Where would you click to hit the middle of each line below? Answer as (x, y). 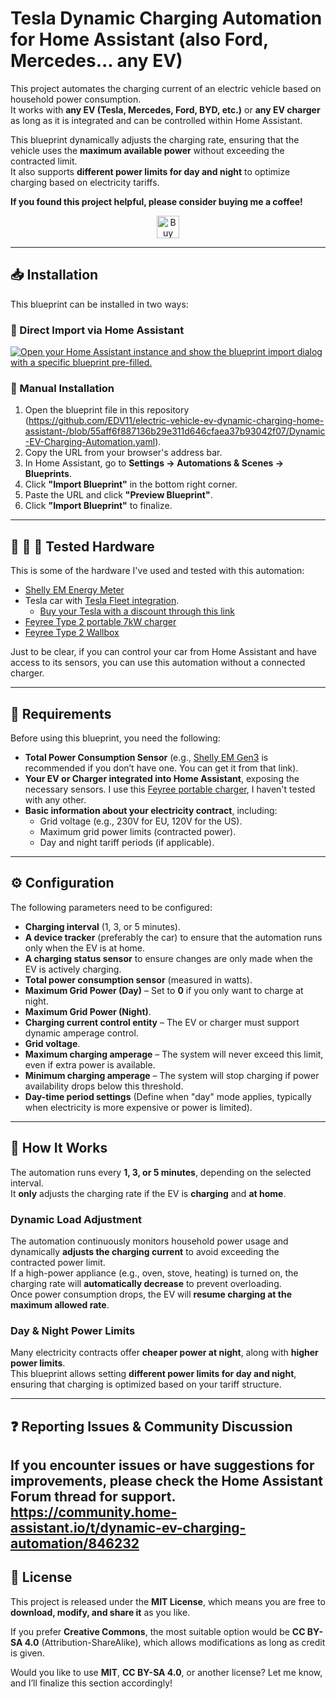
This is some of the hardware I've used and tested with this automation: (157, 571)
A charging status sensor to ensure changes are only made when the (169, 958)
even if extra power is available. (90, 1064)
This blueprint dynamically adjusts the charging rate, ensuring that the (155, 139)
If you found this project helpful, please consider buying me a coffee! (156, 201)
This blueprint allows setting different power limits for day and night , (153, 1374)
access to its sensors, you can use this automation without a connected (158, 663)
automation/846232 (75, 1543)
